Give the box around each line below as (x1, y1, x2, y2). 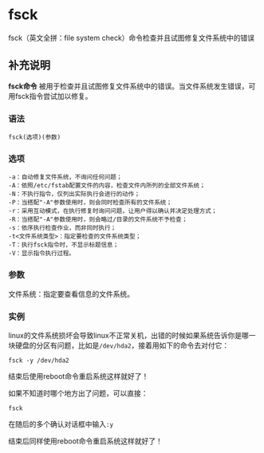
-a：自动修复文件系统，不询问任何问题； (8, 173, 123, 181)
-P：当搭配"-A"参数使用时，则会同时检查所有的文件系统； (8, 199, 173, 207)
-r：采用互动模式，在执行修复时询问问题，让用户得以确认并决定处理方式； (8, 207, 218, 215)
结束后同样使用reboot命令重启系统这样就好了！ (8, 436, 164, 446)
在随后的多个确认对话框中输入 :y (8, 419, 114, 428)
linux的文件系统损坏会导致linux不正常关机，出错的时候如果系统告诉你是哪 (8, 330, 249, 340)
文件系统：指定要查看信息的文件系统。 (8, 289, 134, 298)
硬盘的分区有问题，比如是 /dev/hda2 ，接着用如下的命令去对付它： (14, 341, 230, 350)
